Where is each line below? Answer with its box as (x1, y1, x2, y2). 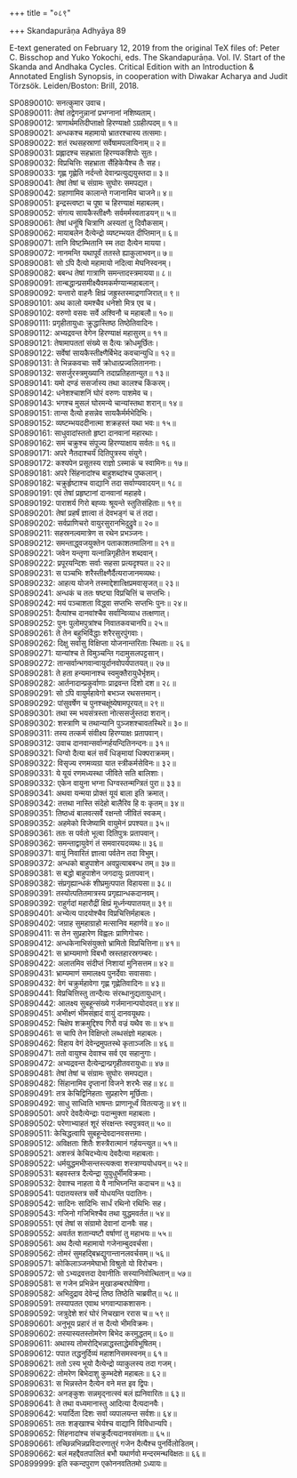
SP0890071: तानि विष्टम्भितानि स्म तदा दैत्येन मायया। (9, 237, 166, 248)
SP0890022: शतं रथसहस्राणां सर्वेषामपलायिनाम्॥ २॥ (9, 138, 166, 148)
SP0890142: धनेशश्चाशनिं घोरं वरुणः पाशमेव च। (9, 388, 154, 398)
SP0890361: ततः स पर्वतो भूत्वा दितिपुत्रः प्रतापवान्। (9, 828, 160, 839)
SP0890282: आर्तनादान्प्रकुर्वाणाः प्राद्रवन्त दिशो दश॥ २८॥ (9, 678, 176, 688)
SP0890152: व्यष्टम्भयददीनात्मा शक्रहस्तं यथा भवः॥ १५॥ (9, 418, 176, 428)
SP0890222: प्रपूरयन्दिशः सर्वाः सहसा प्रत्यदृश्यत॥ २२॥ (9, 558, 171, 568)
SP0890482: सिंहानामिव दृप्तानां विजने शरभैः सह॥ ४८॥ (9, 1078, 173, 1088)
